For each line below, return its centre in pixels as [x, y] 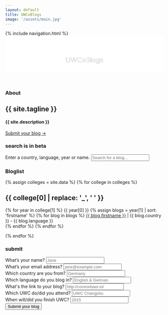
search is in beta [26, 146]
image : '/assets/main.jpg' [33, 19]
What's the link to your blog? [35, 286]
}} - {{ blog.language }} [29, 221]
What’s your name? [25, 260]
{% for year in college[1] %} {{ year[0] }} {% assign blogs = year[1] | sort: [81, 210]
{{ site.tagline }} [31, 109]
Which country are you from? [35, 273]
